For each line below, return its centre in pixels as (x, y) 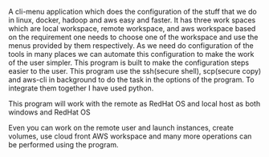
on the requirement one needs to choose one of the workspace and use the (133, 37)
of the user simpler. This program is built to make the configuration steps (129, 62)
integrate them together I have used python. (81, 88)
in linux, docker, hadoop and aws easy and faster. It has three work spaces (132, 20)
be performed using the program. (63, 145)
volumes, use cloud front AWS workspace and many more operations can (130, 136)
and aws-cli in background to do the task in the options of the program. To (131, 80)
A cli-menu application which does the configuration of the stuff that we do (132, 12)
